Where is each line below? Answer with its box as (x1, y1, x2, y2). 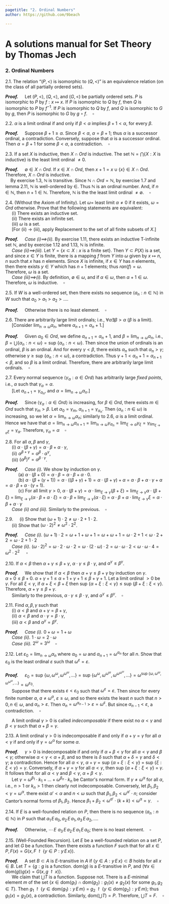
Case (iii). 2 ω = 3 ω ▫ (12, 639, 57, 646)
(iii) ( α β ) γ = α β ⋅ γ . (12, 456, 47, 463)
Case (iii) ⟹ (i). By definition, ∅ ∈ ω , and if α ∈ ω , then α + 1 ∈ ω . (12, 274, 148, 280)
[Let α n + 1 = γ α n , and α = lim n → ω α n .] (12, 387, 90, 395)
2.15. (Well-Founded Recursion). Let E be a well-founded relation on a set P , (5, 837, 162, 843)
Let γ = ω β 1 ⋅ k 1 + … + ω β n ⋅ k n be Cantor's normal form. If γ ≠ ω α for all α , (12, 775, 164, 783)
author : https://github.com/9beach (5, 12, 80, 17)
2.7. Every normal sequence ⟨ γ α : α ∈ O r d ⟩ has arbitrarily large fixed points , (5, 374, 163, 382)
